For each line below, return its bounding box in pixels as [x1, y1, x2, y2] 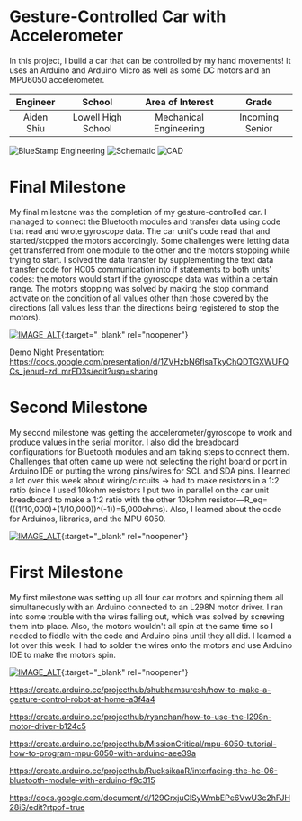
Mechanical [154, 111, 204, 123]
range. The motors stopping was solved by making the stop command [9, 283, 269, 293]
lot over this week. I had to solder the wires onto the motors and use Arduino [9, 639, 293, 650]
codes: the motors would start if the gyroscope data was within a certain [9, 273, 279, 284]
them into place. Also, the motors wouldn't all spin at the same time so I [9, 620, 274, 631]
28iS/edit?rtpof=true [9, 801, 85, 812]
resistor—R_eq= [208, 493, 268, 505]
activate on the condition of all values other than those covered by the [9, 293, 269, 303]
